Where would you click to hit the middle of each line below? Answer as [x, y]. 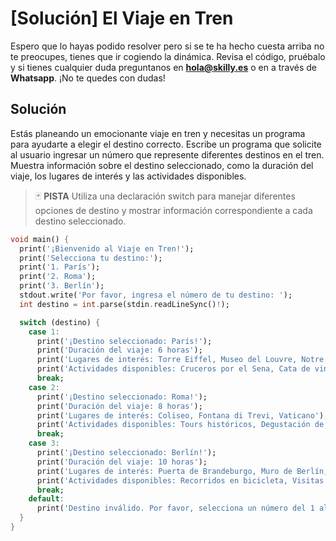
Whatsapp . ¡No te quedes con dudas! [88, 78]
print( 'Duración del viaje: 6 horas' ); [119, 350]
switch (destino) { [60, 322]
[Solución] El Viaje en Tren [122, 18]
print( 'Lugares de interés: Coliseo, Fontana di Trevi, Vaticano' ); [182, 415]
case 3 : [44, 443]
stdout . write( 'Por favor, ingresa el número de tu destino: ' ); [156, 295]
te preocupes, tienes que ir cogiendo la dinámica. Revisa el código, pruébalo [168, 56]
